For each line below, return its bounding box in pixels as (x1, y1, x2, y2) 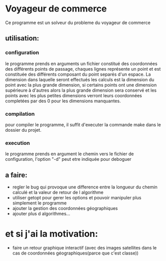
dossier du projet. (5, 127, 41, 133)
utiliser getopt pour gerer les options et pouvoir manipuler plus (12, 195, 141, 201)
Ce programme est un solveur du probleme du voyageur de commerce (5, 20, 151, 26)
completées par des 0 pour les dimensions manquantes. (5, 98, 121, 104)
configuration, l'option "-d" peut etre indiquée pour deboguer (5, 156, 131, 162)
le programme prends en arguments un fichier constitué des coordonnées (5, 61, 157, 67)
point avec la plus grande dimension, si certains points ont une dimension (5, 82, 157, 88)
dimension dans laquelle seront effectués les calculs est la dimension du (5, 76, 154, 83)
